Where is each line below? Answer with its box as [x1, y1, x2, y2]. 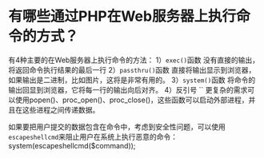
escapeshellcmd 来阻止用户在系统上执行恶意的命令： [8, 132, 178, 141]
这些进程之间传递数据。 [22, 105, 100, 114]
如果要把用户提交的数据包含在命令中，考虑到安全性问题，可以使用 [8, 121, 226, 132]
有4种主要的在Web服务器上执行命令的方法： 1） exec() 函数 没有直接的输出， [8, 55, 260, 65]
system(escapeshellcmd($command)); [8, 140, 136, 150]
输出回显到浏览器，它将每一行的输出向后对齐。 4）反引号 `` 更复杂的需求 [8, 85, 248, 94]
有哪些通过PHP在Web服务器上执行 [8, 7, 237, 26]
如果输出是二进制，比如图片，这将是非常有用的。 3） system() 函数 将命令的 [8, 75, 256, 85]
